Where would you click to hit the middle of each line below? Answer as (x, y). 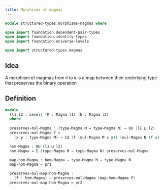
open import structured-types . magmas (44, 50)
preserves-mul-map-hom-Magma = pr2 (46, 183)
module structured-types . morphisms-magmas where (56, 23)
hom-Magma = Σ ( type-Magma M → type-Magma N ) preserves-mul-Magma (79, 151)
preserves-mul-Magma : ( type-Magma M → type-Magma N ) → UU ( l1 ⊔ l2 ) (82, 128)
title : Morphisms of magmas (34, 10)
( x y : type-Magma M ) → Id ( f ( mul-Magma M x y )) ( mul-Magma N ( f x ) (87, 137)
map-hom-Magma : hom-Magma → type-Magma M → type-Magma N (70, 160)
